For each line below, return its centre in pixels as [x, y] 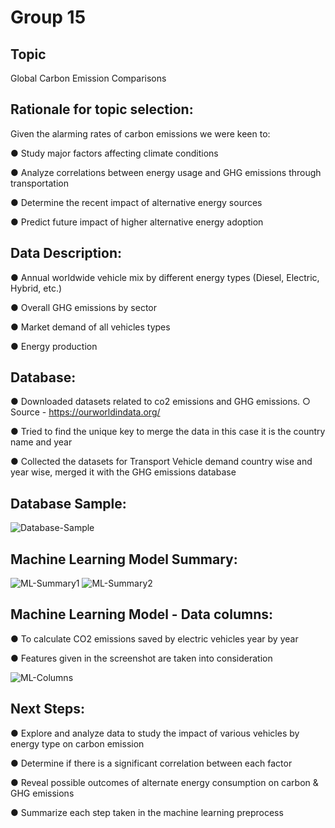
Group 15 [48, 17]
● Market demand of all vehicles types [90, 327]
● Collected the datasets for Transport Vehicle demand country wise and [161, 462]
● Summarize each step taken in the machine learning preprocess [147, 812]
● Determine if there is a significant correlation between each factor [151, 763]
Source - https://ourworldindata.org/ [85, 412]
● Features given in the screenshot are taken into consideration [141, 658]
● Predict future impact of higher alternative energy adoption [137, 222]
